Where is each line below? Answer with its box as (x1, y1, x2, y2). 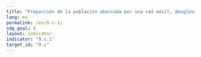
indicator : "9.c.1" (6, 36, 55, 42)
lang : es (6, 14, 28, 20)
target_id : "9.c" (6, 42, 50, 48)
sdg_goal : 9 (6, 25, 36, 31)
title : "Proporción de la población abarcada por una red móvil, (6, 8, 172, 15)
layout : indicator (6, 31, 52, 37)
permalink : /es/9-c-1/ (6, 20, 63, 26)
